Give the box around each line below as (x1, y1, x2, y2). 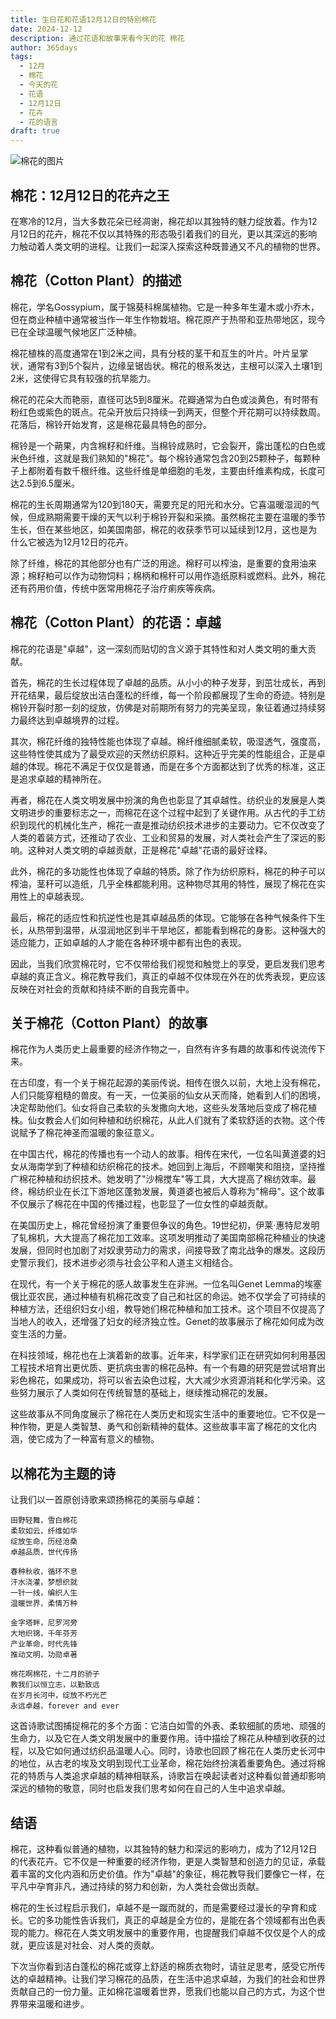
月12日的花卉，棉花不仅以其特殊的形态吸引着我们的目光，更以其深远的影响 (10, 227, 318, 240)
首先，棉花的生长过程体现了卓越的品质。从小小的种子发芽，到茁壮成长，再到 (10, 676, 326, 688)
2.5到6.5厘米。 (18, 477, 81, 489)
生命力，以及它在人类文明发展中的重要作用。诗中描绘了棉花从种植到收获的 (10, 1732, 317, 1745)
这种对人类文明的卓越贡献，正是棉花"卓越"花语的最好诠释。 (27, 844, 273, 856)
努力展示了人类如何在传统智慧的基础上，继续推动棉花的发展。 (18, 1387, 273, 1399)
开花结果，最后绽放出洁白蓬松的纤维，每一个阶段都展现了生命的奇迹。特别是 (10, 689, 326, 701)
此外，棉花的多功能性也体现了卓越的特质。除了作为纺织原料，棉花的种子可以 (10, 865, 326, 877)
